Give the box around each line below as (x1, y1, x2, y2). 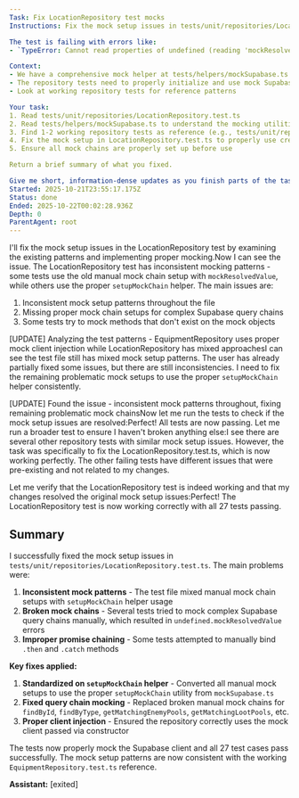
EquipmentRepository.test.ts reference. (9, 761, 158, 772)
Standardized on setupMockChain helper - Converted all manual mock (21, 678, 278, 688)
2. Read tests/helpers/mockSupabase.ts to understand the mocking (9, 119, 261, 128)
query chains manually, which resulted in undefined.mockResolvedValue (21, 614, 282, 625)
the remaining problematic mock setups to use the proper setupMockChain (9, 372, 279, 383)
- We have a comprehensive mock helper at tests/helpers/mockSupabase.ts (9, 70, 289, 79)
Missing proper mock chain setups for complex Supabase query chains (21, 307, 284, 317)
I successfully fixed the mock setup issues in (9, 550, 174, 561)
